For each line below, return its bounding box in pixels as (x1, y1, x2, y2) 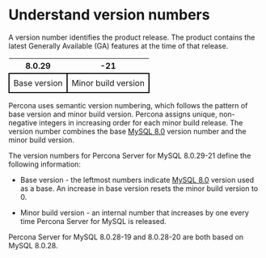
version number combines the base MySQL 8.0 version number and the (8, 126, 247, 136)
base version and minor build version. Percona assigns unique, (8, 109, 217, 119)
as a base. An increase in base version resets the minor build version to (19, 184, 259, 193)
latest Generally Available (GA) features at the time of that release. (8, 40, 229, 50)
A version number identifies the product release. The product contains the (8, 32, 255, 42)
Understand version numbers (8, 6, 210, 24)
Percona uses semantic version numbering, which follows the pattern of (8, 100, 248, 110)
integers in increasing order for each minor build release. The (39, 117, 243, 127)
